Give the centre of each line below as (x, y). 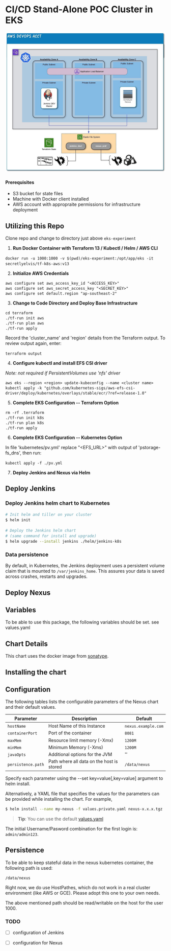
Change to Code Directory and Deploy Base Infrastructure (75, 303)
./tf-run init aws (25, 318)
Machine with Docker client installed (51, 199)
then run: (32, 453)
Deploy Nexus (28, 593)
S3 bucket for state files (38, 194)
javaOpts (17, 755)
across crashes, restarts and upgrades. (47, 576)
